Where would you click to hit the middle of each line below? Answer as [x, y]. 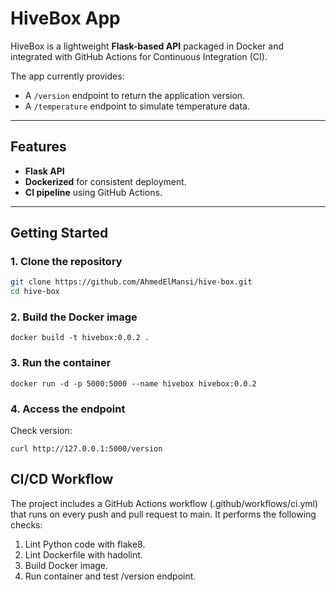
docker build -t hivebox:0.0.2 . [80, 338]
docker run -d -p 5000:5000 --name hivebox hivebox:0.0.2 [133, 383]
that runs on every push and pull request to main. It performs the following [163, 514]
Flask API [44, 171]
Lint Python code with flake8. [85, 544]
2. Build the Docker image [74, 317]
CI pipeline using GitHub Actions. [93, 192]
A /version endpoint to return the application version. [135, 95]
